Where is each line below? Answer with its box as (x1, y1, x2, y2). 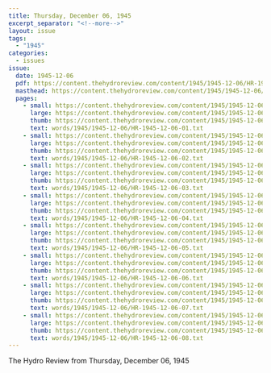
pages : (15, 94, 38, 102)
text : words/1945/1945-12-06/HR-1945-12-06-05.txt (29, 244, 204, 252)
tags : (8, 34, 27, 43)
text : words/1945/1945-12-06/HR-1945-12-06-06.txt (29, 274, 204, 282)
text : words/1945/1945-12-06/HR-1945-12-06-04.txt (29, 214, 204, 222)
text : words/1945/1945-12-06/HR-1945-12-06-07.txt (29, 304, 204, 312)
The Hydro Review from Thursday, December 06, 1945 (8, 356, 190, 366)
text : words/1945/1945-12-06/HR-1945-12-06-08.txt (29, 334, 204, 342)
